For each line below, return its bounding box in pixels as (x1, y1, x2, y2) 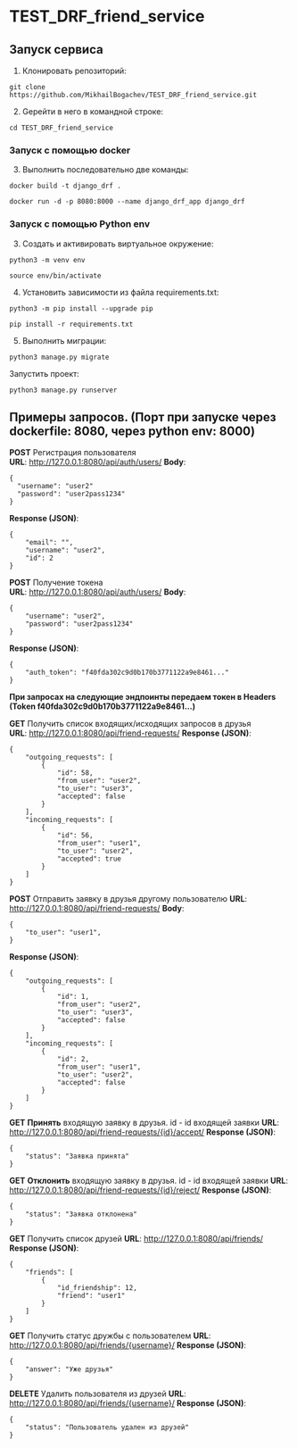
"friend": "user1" (56, 1292, 126, 1301)
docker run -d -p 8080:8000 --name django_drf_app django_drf (9, 197, 245, 206)
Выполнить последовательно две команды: (21, 164, 189, 175)
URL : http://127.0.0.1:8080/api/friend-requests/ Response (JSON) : (9, 728, 252, 738)
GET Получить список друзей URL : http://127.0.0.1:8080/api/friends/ (9, 1234, 263, 1244)
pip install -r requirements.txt (9, 320, 134, 329)
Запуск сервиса (9, 42, 104, 57)
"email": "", (25, 538, 74, 547)
